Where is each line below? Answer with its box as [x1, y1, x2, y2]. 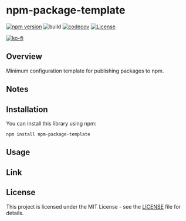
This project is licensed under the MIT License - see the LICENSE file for [6, 203, 181, 210]
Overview [6, 51, 43, 62]
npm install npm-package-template [6, 131, 91, 137]
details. [6, 209, 24, 216]
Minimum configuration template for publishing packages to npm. [6, 67, 164, 74]
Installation [6, 104, 48, 114]
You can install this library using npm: [6, 120, 97, 127]
